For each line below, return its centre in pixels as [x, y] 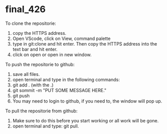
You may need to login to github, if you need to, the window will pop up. [87, 101]
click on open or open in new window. [52, 55]
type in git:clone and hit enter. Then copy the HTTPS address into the [85, 43]
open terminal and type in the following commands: [66, 79]
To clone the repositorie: [31, 23]
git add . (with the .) [33, 85]
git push [21, 96]
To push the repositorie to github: [40, 64]
